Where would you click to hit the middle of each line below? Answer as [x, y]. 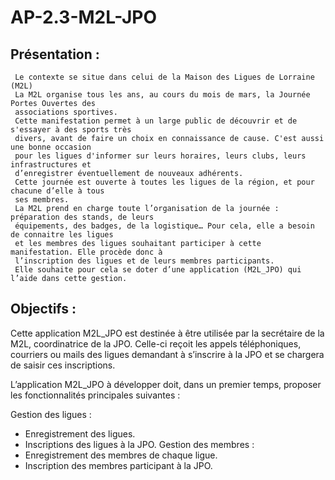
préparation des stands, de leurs [82, 217]
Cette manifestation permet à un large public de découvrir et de [156, 121]
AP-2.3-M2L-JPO [84, 17]
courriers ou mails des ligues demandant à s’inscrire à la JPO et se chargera [167, 354]
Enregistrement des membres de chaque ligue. [121, 455]
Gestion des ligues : [51, 414]
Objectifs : [43, 309]
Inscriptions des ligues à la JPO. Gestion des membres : [139, 444]
